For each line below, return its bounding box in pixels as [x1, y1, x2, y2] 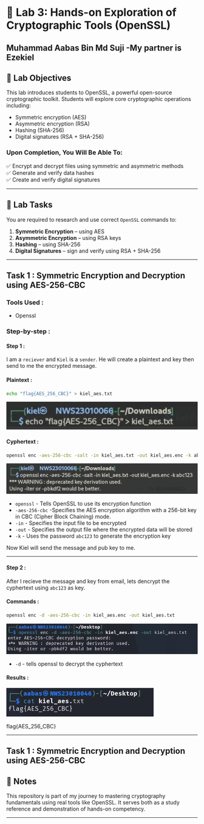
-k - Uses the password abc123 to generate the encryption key [15, 532, 171, 540]
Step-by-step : [6, 327, 50, 336]
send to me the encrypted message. [6, 362, 97, 370]
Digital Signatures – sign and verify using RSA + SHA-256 [15, 247, 161, 255]
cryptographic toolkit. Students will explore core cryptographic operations [6, 96, 191, 103]
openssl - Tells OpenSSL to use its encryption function [15, 500, 151, 507]
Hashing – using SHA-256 [15, 241, 81, 248]
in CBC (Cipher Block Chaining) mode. [15, 513, 111, 520]
